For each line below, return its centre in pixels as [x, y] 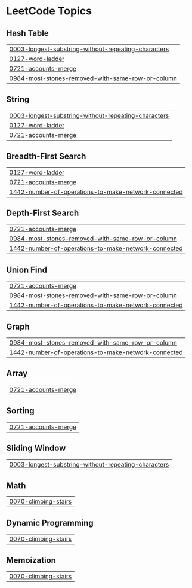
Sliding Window [36, 448]
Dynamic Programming [50, 523]
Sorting [20, 411]
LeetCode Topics [49, 11]
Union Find [27, 269]
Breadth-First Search [46, 156]
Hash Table [27, 33]
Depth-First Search [43, 213]
